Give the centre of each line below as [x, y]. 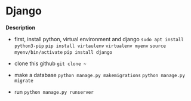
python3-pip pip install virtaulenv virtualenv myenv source [90, 46]
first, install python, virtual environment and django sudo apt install [99, 39]
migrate [24, 81]
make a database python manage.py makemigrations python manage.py [100, 75]
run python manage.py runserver [54, 91]
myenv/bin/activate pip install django [63, 52]
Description [21, 27]
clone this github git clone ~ [50, 63]
